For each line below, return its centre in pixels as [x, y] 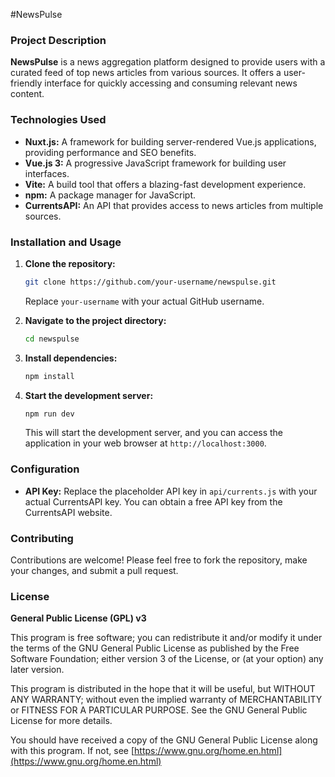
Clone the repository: [70, 263]
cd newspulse [52, 339]
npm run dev [49, 414]
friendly [26, 83]
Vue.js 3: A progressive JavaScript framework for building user [155, 163]
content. [27, 94]
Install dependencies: [71, 358]
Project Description [58, 40]
